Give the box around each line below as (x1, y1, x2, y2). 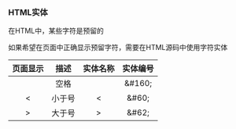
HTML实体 (8, 6, 49, 17)
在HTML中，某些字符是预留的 (8, 26, 105, 36)
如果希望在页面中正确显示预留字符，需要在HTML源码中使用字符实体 (8, 43, 228, 52)
